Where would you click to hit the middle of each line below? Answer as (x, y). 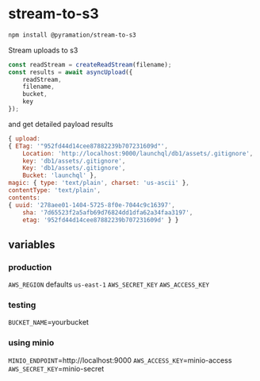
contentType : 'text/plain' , (55, 190)
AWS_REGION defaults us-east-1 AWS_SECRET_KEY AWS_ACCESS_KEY (109, 285)
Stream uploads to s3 (43, 50)
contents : (25, 198)
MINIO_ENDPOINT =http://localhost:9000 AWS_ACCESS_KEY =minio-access (120, 360)
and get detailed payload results (61, 124)
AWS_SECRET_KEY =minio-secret (56, 368)
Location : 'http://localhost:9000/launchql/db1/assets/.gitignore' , (138, 153)
